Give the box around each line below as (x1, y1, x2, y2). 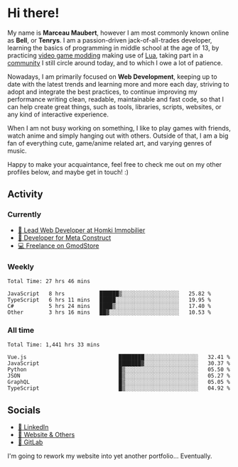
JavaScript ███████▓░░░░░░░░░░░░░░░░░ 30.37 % (7, 360, 231, 367)
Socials (7, 404, 41, 416)
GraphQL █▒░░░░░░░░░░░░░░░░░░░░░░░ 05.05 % (7, 378, 231, 386)
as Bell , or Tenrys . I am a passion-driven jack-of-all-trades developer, (7, 35, 212, 44)
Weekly (7, 261, 34, 271)
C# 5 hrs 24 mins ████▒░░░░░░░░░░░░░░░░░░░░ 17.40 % (7, 302, 212, 309)
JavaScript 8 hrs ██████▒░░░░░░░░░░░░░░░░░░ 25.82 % (7, 290, 212, 297)
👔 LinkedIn (17, 423, 49, 432)
